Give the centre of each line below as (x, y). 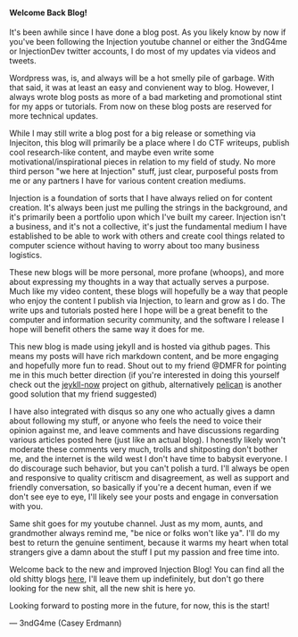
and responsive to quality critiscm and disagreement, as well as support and (149, 478)
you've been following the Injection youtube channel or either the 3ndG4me (148, 42)
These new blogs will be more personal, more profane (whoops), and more (147, 272)
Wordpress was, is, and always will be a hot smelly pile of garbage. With (142, 78)
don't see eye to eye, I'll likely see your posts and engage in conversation (144, 497)
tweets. (23, 61)
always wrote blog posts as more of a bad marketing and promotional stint (146, 97)
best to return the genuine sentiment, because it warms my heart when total (149, 543)
